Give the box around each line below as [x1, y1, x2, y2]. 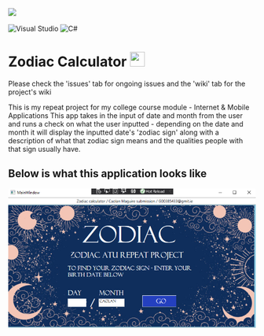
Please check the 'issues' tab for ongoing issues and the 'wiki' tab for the [8, 79, 246, 88]
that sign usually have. [8, 144, 81, 153]
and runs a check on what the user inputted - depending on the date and [8, 119, 244, 128]
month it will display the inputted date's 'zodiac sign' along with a [8, 127, 220, 137]
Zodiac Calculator [8, 53, 127, 71]
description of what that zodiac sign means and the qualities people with [8, 135, 244, 145]
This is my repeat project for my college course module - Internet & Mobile [8, 102, 250, 112]
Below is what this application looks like [8, 167, 207, 180]
